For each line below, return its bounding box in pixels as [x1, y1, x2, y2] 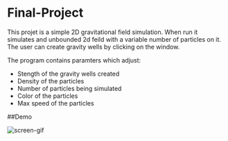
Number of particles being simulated [17, 84, 122, 92]
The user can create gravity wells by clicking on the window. [7, 42, 180, 51]
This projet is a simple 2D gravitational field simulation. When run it [7, 28, 198, 36]
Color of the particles [17, 92, 78, 100]
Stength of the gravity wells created [17, 69, 120, 78]
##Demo [7, 113, 33, 121]
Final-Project [7, 5, 84, 21]
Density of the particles [17, 76, 85, 85]
